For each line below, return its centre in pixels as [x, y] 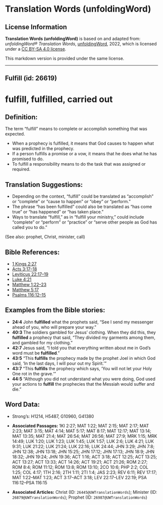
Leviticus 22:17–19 [30, 274]
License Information [36, 27]
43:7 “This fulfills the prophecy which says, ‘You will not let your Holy [82, 368]
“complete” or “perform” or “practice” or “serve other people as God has [84, 222]
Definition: [21, 117]
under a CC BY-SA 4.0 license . [36, 49]
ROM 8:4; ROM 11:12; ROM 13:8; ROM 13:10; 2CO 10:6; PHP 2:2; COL [80, 467]
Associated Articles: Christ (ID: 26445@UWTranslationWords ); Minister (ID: [85, 492]
